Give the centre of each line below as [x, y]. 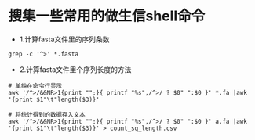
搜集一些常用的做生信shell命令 [107, 16]
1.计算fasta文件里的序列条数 [64, 39]
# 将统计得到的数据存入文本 [47, 114]
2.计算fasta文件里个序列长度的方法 [75, 69]
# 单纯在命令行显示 [35, 86]
